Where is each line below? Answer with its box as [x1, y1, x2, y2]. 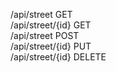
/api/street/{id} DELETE [10, 51, 107, 63]
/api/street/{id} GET [10, 19, 92, 31]
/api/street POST [10, 30, 80, 41]
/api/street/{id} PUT [10, 40, 92, 52]
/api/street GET [10, 9, 73, 20]
